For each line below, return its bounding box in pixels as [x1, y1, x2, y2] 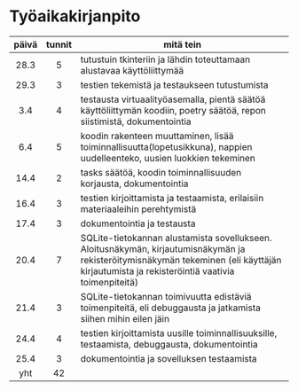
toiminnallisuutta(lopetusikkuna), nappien [80, 140, 253, 152]
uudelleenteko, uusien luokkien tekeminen [80, 152, 255, 164]
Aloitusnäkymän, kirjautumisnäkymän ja [80, 242, 246, 254]
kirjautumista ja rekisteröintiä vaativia [80, 264, 235, 277]
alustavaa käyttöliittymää [80, 64, 184, 76]
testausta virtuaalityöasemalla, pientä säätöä [80, 93, 266, 106]
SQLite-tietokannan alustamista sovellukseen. [80, 231, 272, 244]
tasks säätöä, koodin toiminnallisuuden [80, 166, 242, 178]
